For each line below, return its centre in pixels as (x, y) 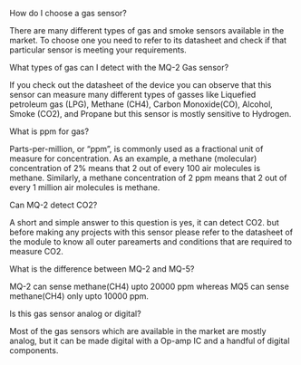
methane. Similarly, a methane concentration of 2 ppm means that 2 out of (148, 178)
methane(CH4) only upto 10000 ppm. (79, 296)
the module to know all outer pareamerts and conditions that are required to (151, 242)
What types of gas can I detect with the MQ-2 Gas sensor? (119, 67)
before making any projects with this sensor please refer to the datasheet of (151, 232)
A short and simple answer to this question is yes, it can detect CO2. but (144, 222)
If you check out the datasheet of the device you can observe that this (141, 85)
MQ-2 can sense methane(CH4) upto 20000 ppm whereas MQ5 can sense (150, 286)
